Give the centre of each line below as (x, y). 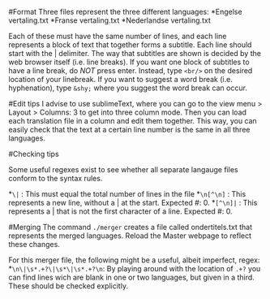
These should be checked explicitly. (68, 286)
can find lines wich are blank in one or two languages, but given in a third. (132, 277)
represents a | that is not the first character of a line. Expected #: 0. (120, 211)
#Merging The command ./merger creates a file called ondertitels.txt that (131, 227)
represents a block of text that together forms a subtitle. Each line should (130, 45)
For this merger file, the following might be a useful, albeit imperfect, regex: (134, 260)
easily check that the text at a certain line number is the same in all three (129, 130)
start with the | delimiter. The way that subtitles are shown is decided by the (135, 53)
